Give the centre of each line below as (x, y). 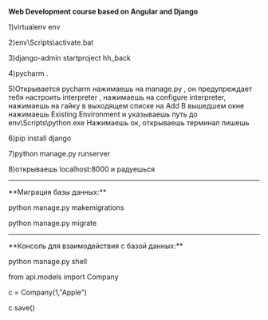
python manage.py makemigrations (67, 207)
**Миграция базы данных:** (57, 192)
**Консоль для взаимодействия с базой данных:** (96, 246)
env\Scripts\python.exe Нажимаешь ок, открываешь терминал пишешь (129, 122)
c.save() (22, 308)
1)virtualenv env (34, 27)
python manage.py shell (48, 261)
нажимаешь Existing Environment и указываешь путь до (103, 114)
